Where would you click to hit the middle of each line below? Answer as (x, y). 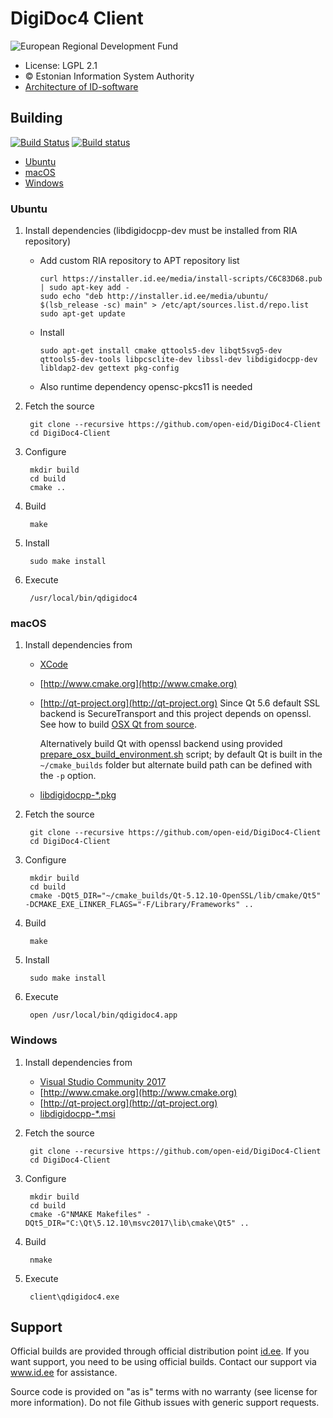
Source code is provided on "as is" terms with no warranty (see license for (164, 1392)
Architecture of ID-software (81, 86)
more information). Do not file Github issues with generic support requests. (165, 1403)
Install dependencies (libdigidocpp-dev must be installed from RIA (161, 231)
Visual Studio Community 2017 (103, 1081)
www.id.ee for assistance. (64, 1373)
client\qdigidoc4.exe (74, 1297)
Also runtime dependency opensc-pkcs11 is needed (146, 387)
